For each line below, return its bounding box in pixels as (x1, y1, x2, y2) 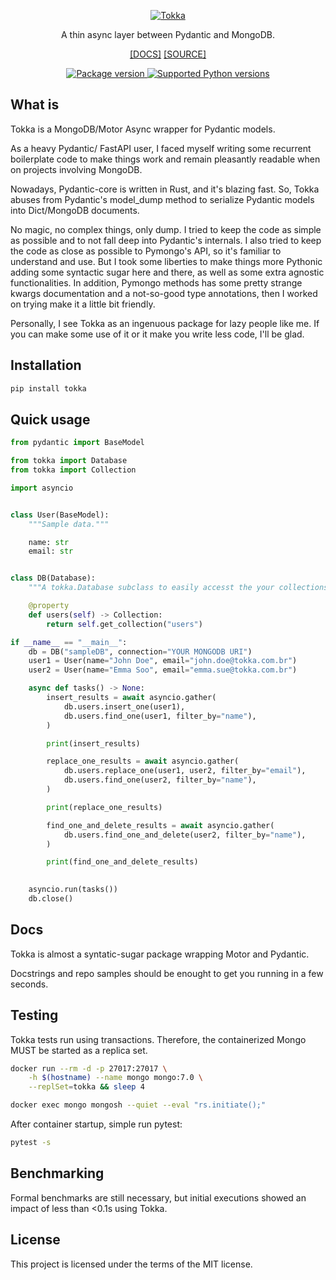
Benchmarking (10, 1165, 105, 1182)
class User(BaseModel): (10, 510, 110, 520)
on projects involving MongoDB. (10, 163, 143, 175)
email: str (28, 546, 74, 557)
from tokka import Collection (10, 465, 137, 475)
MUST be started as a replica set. (10, 1044, 148, 1056)
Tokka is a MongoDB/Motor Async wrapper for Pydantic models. (10, 123, 276, 135)
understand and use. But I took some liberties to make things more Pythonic (10, 255, 323, 267)
